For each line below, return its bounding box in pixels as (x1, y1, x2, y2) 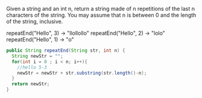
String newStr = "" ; (11, 53, 63, 59)
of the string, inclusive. (6, 18, 63, 25)
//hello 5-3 (17, 64, 47, 70)
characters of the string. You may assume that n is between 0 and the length (6, 11, 197, 19)
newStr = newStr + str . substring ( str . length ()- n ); (17, 70, 147, 76)
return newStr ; (11, 81, 50, 87)
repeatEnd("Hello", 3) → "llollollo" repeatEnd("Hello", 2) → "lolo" (6, 29, 166, 37)
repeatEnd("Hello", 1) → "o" (6, 36, 74, 43)
